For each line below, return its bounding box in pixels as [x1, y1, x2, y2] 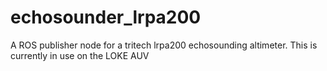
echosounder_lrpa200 [10, 6, 202, 29]
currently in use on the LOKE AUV [10, 49, 150, 61]
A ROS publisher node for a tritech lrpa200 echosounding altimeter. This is [10, 39, 318, 51]
